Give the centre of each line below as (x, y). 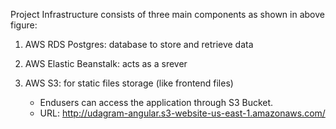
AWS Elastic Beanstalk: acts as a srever (106, 63)
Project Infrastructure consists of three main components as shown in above (167, 14)
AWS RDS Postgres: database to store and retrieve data (139, 44)
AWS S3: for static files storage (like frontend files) (129, 83)
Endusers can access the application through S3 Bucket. (156, 102)
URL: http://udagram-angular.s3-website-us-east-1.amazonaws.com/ (182, 113)
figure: (24, 25)
